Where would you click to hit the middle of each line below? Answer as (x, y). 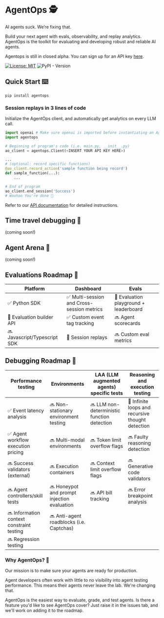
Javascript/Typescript (33, 337)
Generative (140, 466)
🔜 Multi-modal (67, 440)
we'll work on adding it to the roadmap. (44, 611)
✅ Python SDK (24, 303)
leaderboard (129, 309)
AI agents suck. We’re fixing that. (38, 27)
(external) (19, 475)
